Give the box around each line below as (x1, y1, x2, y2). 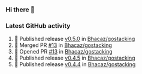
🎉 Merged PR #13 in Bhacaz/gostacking (14, 42, 112, 49)
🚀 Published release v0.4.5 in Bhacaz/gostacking (14, 54, 135, 62)
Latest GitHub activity (5, 21, 71, 29)
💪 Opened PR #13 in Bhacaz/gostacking (14, 48, 113, 55)
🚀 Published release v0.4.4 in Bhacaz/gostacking (14, 61, 136, 68)
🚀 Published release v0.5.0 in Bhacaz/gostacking (14, 35, 135, 43)
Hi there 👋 (5, 5, 35, 14)
